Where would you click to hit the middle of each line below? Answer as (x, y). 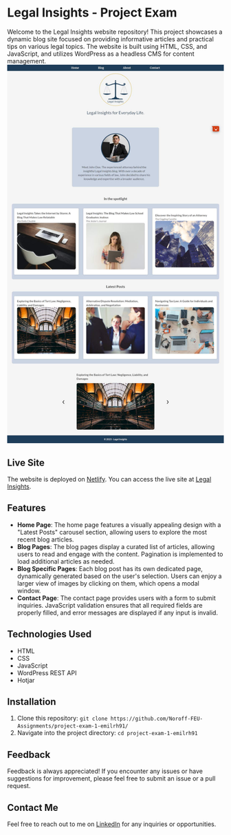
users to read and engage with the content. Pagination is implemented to (120, 554)
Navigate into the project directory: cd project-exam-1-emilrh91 (107, 733)
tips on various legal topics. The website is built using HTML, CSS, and (107, 46)
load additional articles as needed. (66, 561)
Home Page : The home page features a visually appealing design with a (119, 524)
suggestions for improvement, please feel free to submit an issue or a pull (111, 779)
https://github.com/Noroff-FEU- (157, 719)
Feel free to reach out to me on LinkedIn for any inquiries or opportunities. (112, 824)
